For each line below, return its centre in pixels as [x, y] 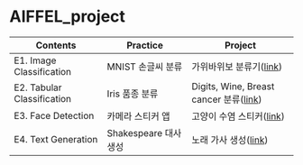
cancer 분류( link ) [227, 99]
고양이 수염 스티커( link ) [239, 116]
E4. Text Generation [56, 139]
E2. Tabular [38, 87]
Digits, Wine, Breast [233, 86]
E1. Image [35, 60]
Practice [145, 45]
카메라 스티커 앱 [138, 116]
